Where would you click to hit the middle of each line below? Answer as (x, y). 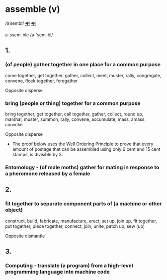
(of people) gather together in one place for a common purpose (83, 65)
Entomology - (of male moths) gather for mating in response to (82, 167)
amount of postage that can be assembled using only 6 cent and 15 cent (86, 149)
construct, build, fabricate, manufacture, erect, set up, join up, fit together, (81, 221)
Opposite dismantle (25, 236)
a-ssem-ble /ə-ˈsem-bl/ (29, 35)
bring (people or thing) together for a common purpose (73, 103)
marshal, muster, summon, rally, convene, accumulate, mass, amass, (76, 119)
